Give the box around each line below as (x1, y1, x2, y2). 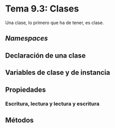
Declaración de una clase (5, 51, 86, 60)
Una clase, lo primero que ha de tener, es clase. (5, 20, 104, 26)
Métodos (5, 116, 34, 124)
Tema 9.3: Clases (5, 3, 79, 15)
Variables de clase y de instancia (5, 68, 110, 77)
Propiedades (5, 85, 46, 94)
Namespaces (5, 34, 48, 43)
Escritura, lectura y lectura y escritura (5, 100, 99, 107)
